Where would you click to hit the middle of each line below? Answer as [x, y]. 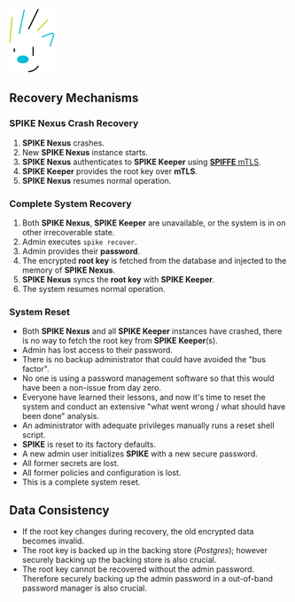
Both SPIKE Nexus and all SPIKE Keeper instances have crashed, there [152, 331]
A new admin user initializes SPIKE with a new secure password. [140, 454]
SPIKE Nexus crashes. [63, 143]
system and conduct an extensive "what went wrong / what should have [154, 407]
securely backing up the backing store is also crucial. [119, 560]
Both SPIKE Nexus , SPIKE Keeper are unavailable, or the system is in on [154, 223]
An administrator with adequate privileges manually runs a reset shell [148, 425]
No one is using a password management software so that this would [148, 378]
